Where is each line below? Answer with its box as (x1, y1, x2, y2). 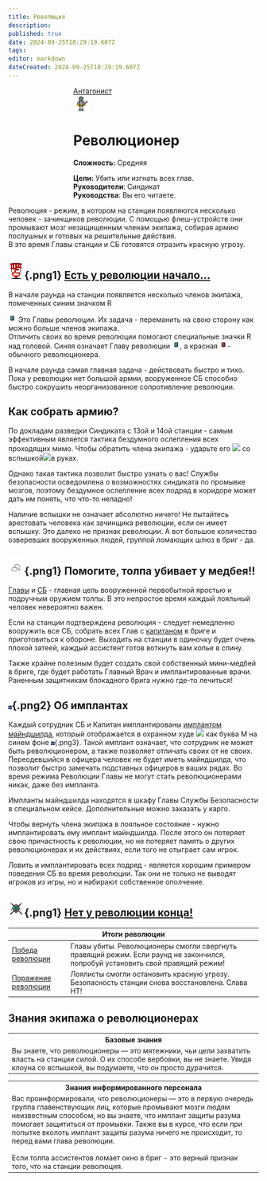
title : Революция (8, 13, 66, 21)
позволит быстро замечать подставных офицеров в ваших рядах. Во (8, 763, 242, 773)
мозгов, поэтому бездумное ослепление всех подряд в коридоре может (8, 486, 257, 496)
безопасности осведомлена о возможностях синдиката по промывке (8, 477, 246, 487)
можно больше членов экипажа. (8, 323, 119, 332)
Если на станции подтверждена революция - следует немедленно (8, 618, 235, 627)
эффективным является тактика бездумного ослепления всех (8, 434, 219, 444)
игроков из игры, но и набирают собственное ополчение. (8, 877, 205, 887)
